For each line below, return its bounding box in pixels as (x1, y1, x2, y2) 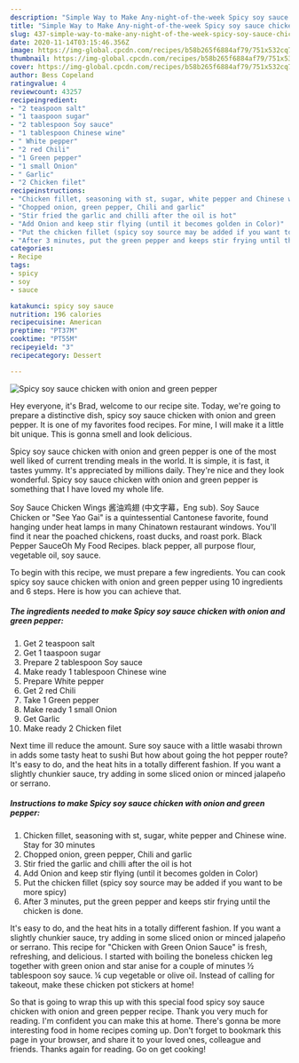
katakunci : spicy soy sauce (10, 301, 114, 311)
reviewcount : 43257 (10, 87, 83, 96)
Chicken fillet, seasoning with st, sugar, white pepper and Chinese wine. (22, 829, 287, 840)
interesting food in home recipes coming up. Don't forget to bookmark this (10, 1025, 282, 1035)
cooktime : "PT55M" (10, 335, 78, 344)
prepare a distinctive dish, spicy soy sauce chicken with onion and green (10, 409, 276, 420)
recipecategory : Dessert (10, 351, 102, 360)
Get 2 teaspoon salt (22, 638, 96, 648)
